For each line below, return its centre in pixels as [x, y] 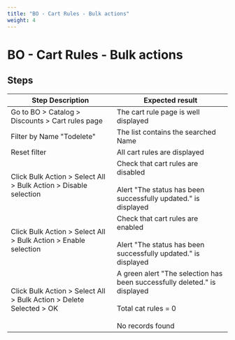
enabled [130, 227]
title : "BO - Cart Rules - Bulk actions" [69, 14]
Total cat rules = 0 [146, 308]
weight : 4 [22, 20]
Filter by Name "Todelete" [53, 136]
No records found [145, 325]
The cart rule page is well [158, 112]
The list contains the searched [166, 132]
